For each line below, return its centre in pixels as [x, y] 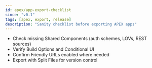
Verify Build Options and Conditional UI [53, 49]
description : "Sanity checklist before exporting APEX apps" [71, 24]
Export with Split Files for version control [55, 60]
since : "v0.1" [20, 15]
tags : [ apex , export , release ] [38, 19]
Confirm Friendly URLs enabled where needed [61, 55]
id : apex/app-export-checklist [38, 10]
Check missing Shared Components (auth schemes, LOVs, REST [80, 39]
